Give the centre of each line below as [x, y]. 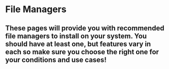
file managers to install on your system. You [76, 36]
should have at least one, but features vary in [78, 44]
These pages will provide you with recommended [85, 28]
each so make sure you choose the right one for [82, 52]
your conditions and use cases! [56, 60]
